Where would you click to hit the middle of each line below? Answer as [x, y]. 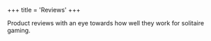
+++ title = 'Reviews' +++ [44, 10]
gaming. [19, 30]
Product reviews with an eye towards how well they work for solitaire [105, 23]
